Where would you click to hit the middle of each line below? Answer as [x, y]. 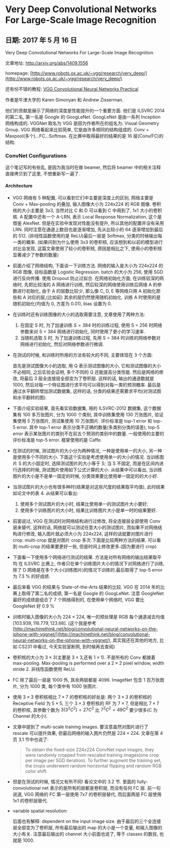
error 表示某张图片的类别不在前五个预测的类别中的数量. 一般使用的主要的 [88, 433]
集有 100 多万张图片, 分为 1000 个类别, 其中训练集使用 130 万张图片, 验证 [88, 414]
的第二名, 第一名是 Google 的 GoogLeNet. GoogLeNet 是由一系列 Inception [83, 117]
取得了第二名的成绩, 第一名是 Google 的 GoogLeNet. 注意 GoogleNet [93, 593]
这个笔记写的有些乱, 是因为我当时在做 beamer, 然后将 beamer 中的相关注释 [83, 167]
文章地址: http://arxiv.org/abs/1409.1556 [47, 63]
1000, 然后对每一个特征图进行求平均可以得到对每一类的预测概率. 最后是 [87, 384]
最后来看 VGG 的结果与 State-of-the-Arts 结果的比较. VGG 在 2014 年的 [86, 587]
